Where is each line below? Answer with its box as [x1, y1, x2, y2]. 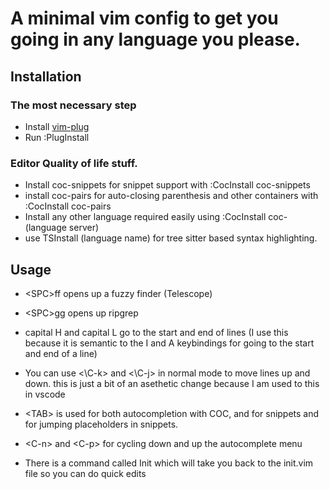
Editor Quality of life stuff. [10, 156, 138, 170]
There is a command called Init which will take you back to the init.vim [24, 457, 314, 469]
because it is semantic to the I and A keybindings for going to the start [24, 337, 315, 349]
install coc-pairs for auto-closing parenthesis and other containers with [24, 190, 319, 202]
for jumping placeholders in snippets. [24, 418, 179, 430]
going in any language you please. [10, 28, 301, 51]
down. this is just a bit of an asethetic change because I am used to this [24, 377, 320, 389]
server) [68, 222, 100, 234]
